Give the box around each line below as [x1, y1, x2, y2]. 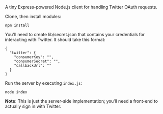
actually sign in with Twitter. [5, 103, 61, 109]
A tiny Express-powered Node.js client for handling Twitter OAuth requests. [5, 4, 158, 10]
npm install [5, 23, 29, 28]
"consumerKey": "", [14, 55, 54, 59]
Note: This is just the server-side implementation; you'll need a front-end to [5, 98, 158, 104]
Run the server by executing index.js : [5, 80, 82, 86]
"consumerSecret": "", [14, 59, 60, 64]
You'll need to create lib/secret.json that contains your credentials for [5, 32, 145, 37]
